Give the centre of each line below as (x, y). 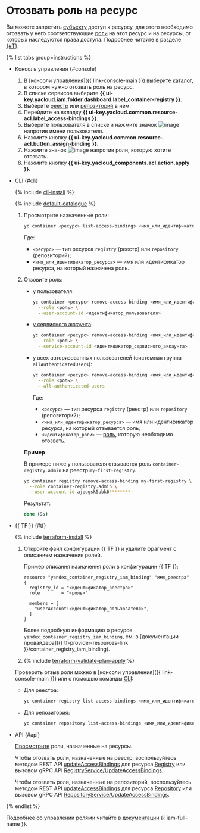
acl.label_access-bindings (57, 118)
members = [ (44, 604)
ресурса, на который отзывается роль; (91, 428)
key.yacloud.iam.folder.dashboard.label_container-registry (99, 99)
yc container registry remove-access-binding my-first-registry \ (108, 481)
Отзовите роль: (43, 279)
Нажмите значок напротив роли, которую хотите (97, 150)
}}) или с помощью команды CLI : (92, 679)
